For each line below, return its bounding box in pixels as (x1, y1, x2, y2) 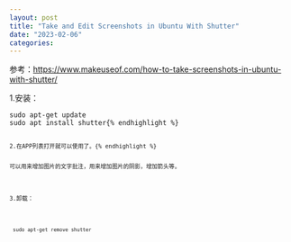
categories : (9, 38, 54, 48)
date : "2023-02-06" (9, 30, 83, 39)
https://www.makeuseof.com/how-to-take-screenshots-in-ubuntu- (32, 64, 282, 75)
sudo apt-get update (9, 111, 87, 120)
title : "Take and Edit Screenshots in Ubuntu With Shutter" (9, 22, 241, 31)
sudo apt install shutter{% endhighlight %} (9, 119, 179, 128)
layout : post (9, 13, 59, 22)
